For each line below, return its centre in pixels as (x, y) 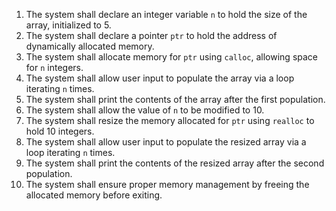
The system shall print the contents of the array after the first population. (175, 99)
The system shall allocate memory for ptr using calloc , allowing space (172, 57)
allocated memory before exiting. (94, 195)
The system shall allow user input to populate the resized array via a (166, 142)
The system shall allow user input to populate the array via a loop (160, 78)
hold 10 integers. (60, 131)
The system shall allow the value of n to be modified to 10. (145, 110)
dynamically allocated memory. (90, 46)
